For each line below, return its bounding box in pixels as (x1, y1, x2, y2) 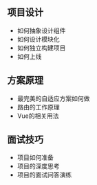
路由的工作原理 (17, 103, 60, 111)
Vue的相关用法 (17, 112, 59, 120)
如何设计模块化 (17, 35, 60, 43)
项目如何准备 (17, 153, 54, 161)
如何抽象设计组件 (17, 26, 66, 35)
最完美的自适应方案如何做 (17, 94, 90, 103)
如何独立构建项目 (17, 44, 66, 52)
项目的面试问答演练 (17, 170, 72, 179)
